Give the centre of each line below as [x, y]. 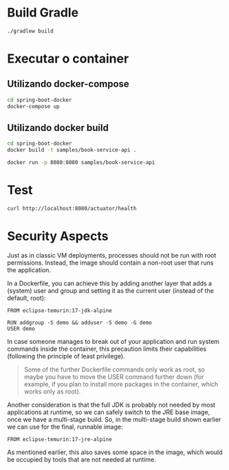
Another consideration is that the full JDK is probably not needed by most [111, 405]
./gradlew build [30, 31]
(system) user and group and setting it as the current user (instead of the [111, 290]
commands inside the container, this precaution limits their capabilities [107, 349]
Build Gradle [43, 13]
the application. [29, 269]
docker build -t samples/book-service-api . [72, 150]
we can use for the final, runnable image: [65, 427]
